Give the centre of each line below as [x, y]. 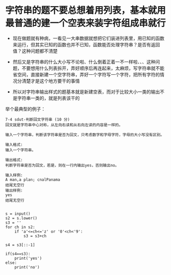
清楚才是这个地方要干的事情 [51, 81]
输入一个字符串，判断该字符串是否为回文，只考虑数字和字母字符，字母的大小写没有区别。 [85, 135]
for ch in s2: [20, 227]
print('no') [27, 267]
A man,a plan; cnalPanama [33, 180]
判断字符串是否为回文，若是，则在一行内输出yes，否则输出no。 [62, 165]
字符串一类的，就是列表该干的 [48, 98]
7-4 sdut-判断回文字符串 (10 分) [38, 119]
